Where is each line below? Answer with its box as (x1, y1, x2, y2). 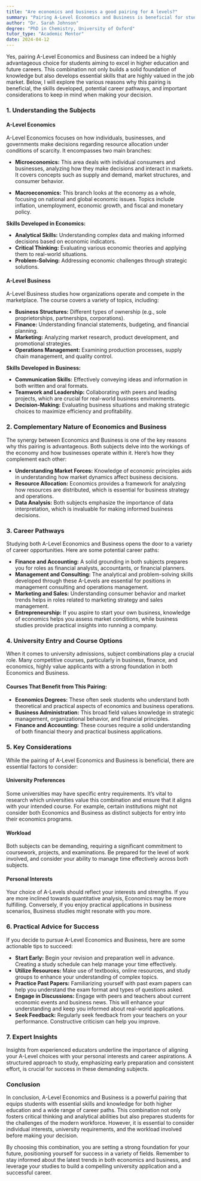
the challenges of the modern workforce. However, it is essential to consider (6, 1119, 194, 1127)
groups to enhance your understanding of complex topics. (14, 973, 159, 980)
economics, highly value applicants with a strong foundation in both (6, 663, 173, 670)
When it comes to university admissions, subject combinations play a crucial (6, 650, 194, 657)
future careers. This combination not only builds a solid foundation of (6, 66, 176, 72)
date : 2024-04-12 (6, 37, 50, 42)
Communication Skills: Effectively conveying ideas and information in (14, 376, 188, 383)
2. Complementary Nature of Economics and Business (6, 423, 167, 431)
